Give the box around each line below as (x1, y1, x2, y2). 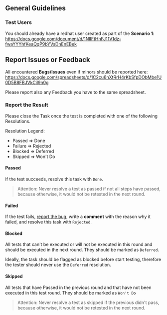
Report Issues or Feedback (5, 55, 91, 64)
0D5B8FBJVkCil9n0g (5, 79, 49, 85)
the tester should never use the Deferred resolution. (5, 262, 111, 268)
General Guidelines (5, 4, 66, 12)
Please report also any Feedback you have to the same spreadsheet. (5, 89, 146, 95)
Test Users (5, 19, 32, 26)
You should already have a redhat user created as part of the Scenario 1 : (5, 30, 155, 36)
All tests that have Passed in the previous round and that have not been (5, 284, 152, 290)
